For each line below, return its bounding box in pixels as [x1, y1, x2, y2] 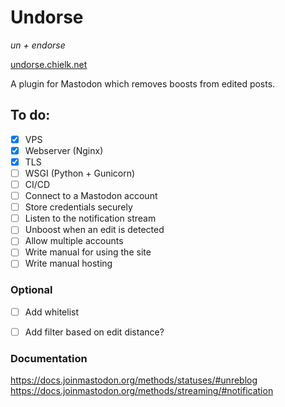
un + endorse [10, 39, 66, 51]
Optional [10, 283, 53, 297]
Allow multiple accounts [24, 235, 124, 247]
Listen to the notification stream [24, 212, 157, 225]
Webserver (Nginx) [24, 144, 104, 156]
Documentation [10, 351, 88, 365]
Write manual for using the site [24, 246, 152, 258]
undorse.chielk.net [10, 58, 88, 70]
